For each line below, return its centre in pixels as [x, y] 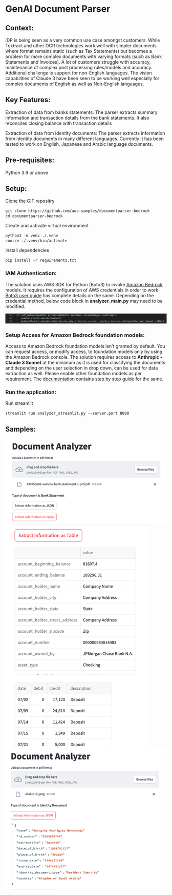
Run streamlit [19, 403]
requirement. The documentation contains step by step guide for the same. [84, 379]
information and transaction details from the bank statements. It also [77, 118]
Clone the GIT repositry [30, 201]
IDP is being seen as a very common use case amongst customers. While [83, 40]
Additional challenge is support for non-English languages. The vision [79, 73]
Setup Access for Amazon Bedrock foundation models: [75, 335]
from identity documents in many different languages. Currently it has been [84, 139]
